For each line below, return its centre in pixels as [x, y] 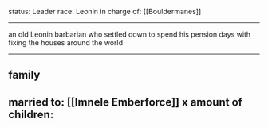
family [24, 75]
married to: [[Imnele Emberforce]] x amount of [126, 102]
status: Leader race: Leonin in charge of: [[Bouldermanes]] [105, 12]
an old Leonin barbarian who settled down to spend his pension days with [130, 34]
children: [31, 114]
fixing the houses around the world [66, 42]
